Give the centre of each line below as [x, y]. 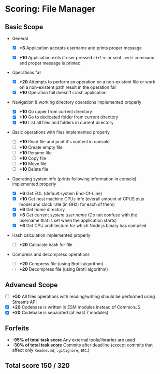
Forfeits [17, 328]
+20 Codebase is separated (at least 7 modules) [60, 313]
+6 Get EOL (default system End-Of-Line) [61, 193]
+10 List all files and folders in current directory [66, 123]
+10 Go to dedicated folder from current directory [69, 117]
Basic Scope [24, 27]
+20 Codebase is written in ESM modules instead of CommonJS [76, 307]
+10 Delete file [34, 169]
